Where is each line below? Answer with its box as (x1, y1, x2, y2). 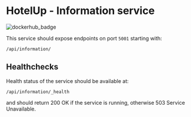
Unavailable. (6, 105, 36, 112)
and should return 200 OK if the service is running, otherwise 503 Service (6, 99, 185, 106)
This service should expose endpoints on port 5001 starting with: (6, 35, 163, 42)
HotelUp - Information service (6, 4, 155, 18)
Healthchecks (6, 62, 59, 72)
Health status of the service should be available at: (6, 77, 129, 84)
